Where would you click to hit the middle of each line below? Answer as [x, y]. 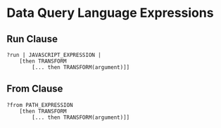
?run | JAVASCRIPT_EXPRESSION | [54, 55]
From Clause [35, 89]
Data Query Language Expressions [110, 13]
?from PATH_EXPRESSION [40, 105]
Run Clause [32, 39]
